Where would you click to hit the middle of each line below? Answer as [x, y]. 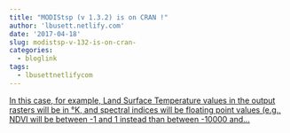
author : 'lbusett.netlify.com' [67, 26]
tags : [19, 67]
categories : [31, 51]
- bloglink [37, 59]
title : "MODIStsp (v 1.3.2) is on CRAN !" [89, 17]
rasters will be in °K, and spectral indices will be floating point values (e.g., [145, 110]
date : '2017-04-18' [45, 34]
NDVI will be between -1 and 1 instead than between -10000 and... [129, 119]
